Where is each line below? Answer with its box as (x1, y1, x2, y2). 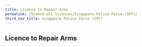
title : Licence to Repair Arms (5, 7, 68, 12)
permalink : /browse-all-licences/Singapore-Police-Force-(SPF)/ (5, 12, 138, 16)
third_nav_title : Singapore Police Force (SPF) (5, 16, 103, 21)
